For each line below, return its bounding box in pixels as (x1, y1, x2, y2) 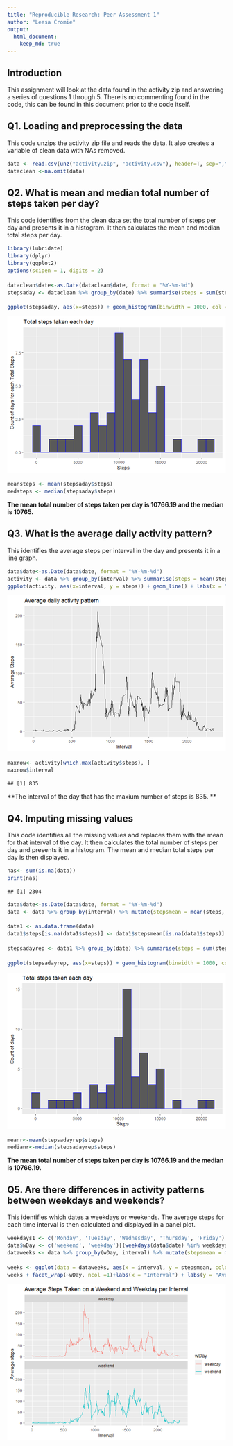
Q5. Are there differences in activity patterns (7, 1184, 205, 1196)
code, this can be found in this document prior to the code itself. (7, 100, 191, 108)
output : (7, 26, 30, 33)
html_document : (13, 33, 58, 40)
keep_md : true (19, 40, 60, 48)
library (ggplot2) (7, 260, 58, 267)
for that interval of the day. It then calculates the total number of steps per (7, 838, 218, 847)
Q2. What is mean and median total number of (7, 187, 210, 198)
